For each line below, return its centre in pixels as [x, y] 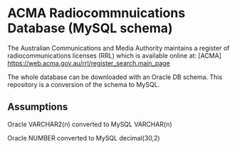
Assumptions [38, 107]
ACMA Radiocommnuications [96, 13]
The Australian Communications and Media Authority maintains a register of [118, 48]
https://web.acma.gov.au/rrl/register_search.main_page [89, 63]
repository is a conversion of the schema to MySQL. [84, 84]
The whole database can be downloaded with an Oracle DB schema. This [115, 77]
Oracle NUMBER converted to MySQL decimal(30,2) [84, 138]
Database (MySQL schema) [90, 28]
